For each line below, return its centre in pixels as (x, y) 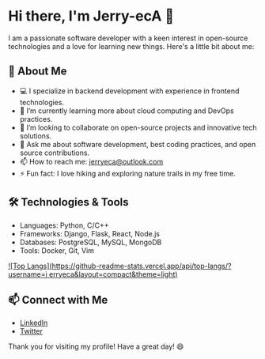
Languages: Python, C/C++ (64, 225)
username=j (28, 274)
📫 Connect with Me (58, 300)
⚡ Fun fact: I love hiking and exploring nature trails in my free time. (127, 173)
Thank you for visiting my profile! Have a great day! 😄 (96, 346)
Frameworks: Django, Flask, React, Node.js (90, 233)
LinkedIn (34, 323)
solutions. (36, 136)
